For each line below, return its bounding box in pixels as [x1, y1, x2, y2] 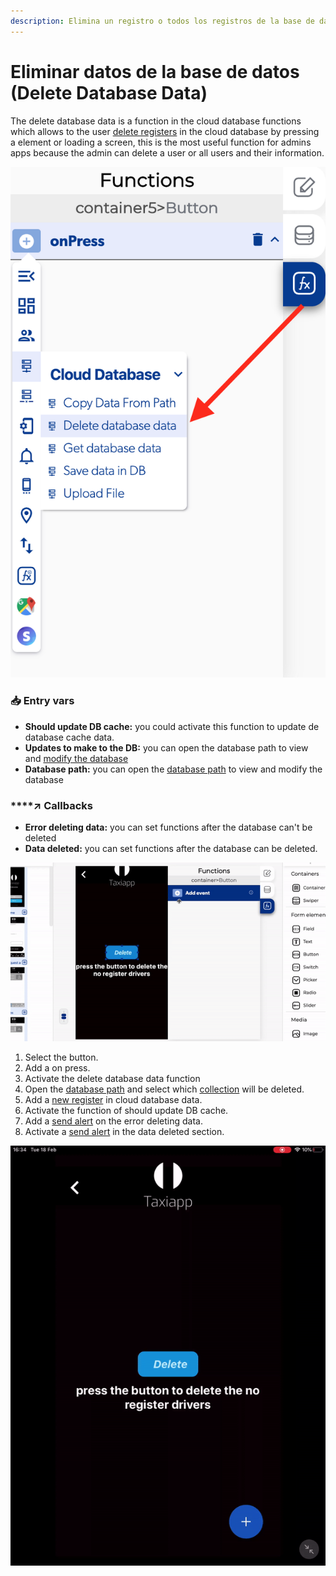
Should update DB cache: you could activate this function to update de [24, 720, 320, 732]
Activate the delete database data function [24, 1073, 201, 1085]
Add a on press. [24, 1062, 91, 1074]
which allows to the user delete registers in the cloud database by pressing [10, 125, 320, 137]
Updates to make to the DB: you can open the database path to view [24, 741, 309, 754]
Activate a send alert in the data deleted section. [24, 1126, 225, 1138]
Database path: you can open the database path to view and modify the [24, 763, 323, 775]
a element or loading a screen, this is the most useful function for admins [10, 136, 312, 148]
